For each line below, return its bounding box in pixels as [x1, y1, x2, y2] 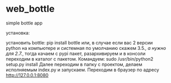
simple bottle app [6, 20, 43, 26]
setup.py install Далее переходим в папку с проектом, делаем [6, 61, 143, 67]
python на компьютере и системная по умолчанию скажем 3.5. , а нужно [6, 45, 166, 51]
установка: [6, 30, 30, 36]
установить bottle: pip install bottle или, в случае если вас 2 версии [6, 39, 153, 46]
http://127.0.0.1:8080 [6, 72, 49, 78]
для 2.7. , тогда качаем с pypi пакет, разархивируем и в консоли [6, 50, 146, 57]
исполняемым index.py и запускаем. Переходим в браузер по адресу [6, 67, 160, 73]
